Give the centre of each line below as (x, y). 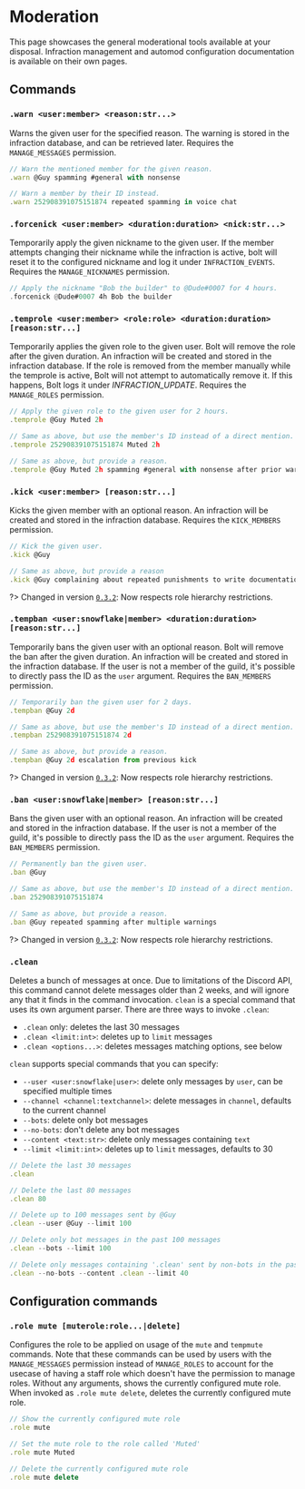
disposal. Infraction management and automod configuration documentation (152, 51)
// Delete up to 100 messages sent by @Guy (93, 1215)
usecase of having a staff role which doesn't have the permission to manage (152, 1374)
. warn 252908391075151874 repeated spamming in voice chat (123, 202)
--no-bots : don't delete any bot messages (101, 1129)
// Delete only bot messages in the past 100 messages (115, 1240)
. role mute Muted (42, 1452)
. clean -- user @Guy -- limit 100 (70, 1224)
